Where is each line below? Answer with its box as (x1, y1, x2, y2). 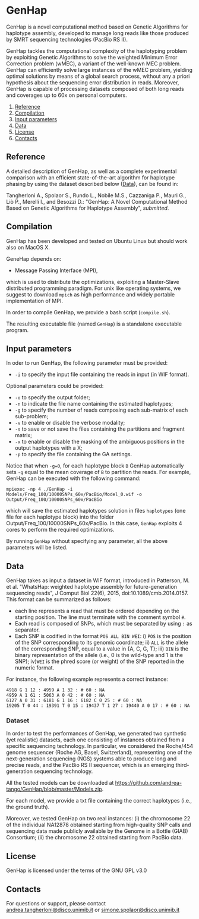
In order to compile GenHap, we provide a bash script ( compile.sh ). (6, 308, 170, 315)
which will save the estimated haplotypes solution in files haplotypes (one (6, 507, 186, 514)
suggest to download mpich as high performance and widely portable (6, 290, 175, 298)
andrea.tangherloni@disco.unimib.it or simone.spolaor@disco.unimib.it (6, 907, 180, 914)
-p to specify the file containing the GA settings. (14, 451, 132, 458)
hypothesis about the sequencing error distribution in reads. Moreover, (6, 78, 179, 86)
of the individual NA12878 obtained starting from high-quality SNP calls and (6, 821, 191, 829)
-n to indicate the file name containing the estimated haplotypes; (14, 400, 173, 408)
